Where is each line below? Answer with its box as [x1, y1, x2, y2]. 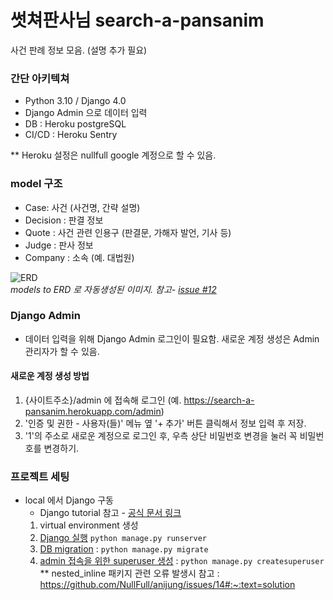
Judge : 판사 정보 [24, 239, 94, 251]
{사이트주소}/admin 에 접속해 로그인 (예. [24, 394, 182, 406]
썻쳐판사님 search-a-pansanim [10, 9, 265, 32]
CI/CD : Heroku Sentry [24, 129, 118, 141]
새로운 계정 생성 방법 [10, 370, 90, 382]
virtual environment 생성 [39, 519, 139, 531]
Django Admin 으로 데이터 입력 [24, 107, 148, 119]
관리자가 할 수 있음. [24, 345, 100, 357]
